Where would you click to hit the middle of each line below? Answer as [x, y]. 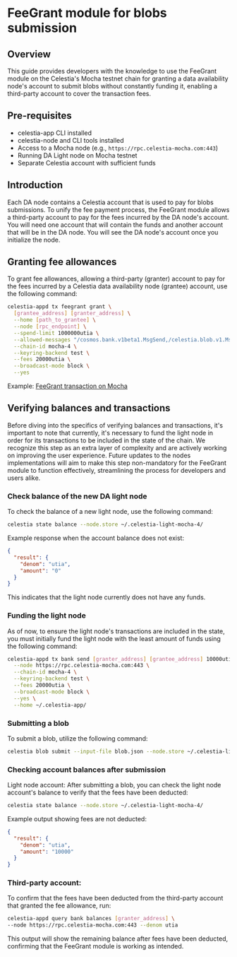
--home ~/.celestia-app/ [50, 705]
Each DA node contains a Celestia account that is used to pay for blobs [110, 202]
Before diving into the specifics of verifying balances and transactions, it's [115, 425]
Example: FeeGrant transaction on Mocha [68, 386]
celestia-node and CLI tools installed [71, 140]
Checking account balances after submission [86, 770]
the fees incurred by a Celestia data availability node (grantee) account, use [117, 286]
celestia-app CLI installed [55, 133]
